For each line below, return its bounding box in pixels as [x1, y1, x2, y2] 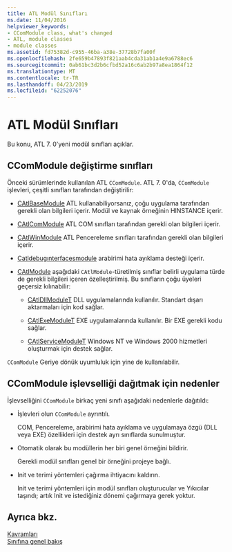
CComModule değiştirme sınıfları [7, 160, 153, 172]
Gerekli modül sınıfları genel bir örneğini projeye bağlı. [17, 457, 171, 466]
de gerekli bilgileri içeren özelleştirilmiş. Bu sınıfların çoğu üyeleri [17, 275, 202, 283]
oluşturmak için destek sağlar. [27, 344, 113, 353]
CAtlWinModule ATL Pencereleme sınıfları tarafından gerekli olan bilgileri [17, 233, 224, 241]
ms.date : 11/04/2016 [7, 17, 67, 24]
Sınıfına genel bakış [7, 537, 64, 545]
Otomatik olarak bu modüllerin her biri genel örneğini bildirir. [17, 443, 188, 452]
